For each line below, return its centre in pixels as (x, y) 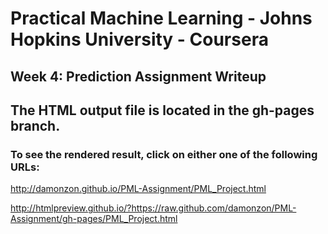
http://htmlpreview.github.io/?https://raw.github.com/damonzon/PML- (153, 208)
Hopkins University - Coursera (139, 39)
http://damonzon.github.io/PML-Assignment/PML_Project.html (138, 189)
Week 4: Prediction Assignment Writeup (138, 76)
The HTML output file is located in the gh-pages (162, 110)
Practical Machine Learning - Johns (161, 18)
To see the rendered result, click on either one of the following (164, 154)
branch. (35, 125)
